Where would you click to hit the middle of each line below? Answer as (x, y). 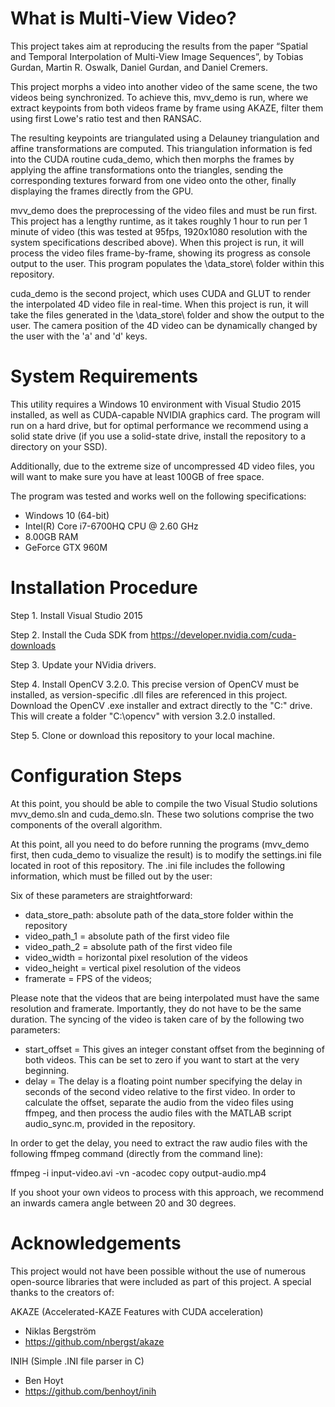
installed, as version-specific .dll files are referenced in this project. (149, 694)
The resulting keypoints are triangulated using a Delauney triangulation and (165, 138)
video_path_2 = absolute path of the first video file (128, 946)
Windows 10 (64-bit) (67, 515)
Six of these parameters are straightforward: (101, 895)
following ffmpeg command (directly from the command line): (137, 1153)
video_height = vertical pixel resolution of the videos (133, 968)
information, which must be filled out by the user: (111, 876)
